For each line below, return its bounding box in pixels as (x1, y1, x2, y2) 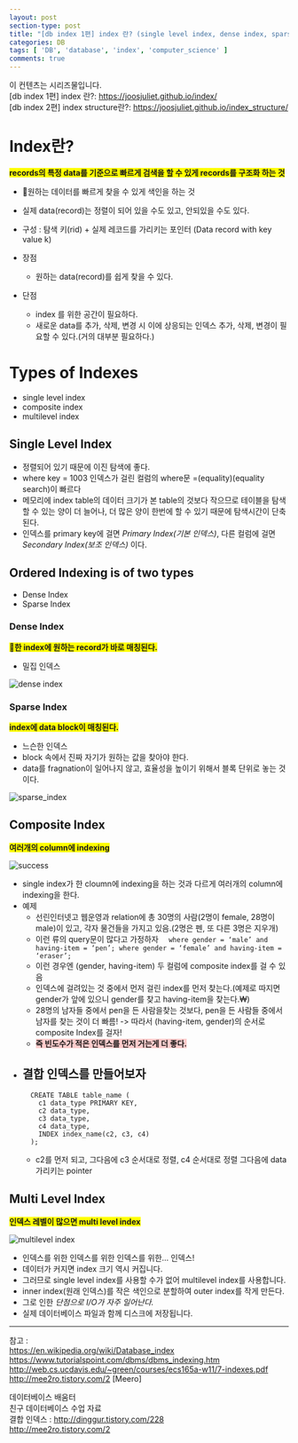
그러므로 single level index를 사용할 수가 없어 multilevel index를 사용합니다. (21, 1274, 286, 1285)
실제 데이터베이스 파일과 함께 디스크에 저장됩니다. (21, 1307, 193, 1319)
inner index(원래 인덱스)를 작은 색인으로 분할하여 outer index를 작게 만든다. (21, 1285, 286, 1296)
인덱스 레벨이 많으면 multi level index (9, 1216, 141, 1226)
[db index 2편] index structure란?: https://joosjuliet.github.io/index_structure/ (9, 102, 289, 112)
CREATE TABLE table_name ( (30, 1090, 130, 1099)
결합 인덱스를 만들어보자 (21, 1066, 146, 1082)
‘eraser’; (35, 951, 73, 960)
